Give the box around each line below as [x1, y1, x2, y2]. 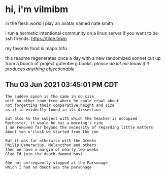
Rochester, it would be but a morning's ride [5, 120, 103, 125]
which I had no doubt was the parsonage [5, 164, 92, 170]
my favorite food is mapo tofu [5, 45, 67, 51]
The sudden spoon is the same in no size [5, 94, 94, 99]
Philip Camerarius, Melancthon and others [5, 143, 96, 148]
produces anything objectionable [5, 66, 75, 72]
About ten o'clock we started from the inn [5, 129, 99, 135]
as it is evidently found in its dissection [5, 107, 101, 112]
